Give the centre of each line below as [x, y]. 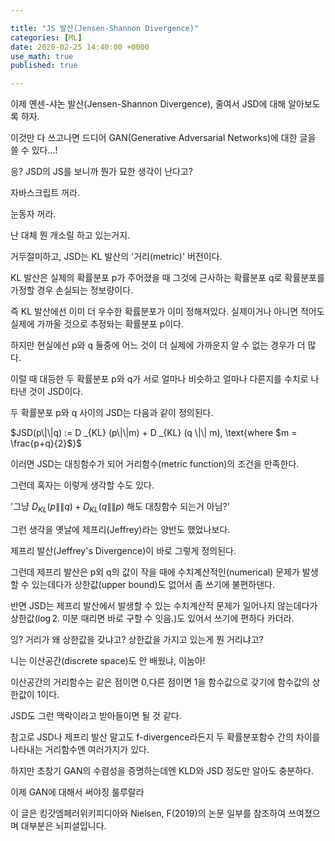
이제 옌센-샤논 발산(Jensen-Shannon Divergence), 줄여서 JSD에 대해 [148, 104]
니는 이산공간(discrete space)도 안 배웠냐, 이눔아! [108, 660]
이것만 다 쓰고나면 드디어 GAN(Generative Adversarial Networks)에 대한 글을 [163, 138]
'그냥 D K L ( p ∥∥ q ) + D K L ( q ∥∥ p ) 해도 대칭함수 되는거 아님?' [120, 508]
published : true [44, 66]
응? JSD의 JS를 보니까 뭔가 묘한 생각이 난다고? [102, 172]
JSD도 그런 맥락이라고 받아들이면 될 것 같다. [96, 715]
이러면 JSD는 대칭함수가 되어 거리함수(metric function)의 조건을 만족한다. [155, 464]
